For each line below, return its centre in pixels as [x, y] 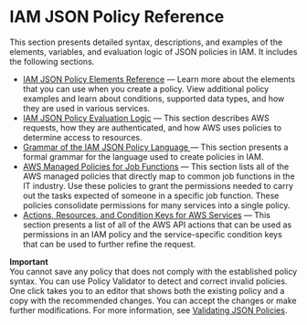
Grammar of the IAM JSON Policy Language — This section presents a [155, 147]
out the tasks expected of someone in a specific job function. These [151, 195]
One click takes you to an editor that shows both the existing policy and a [147, 290]
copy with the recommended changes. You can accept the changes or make [153, 300]
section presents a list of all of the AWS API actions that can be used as [157, 225]
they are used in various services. [86, 108]
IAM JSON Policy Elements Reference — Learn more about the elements [159, 79]
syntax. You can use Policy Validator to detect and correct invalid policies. [148, 281]
